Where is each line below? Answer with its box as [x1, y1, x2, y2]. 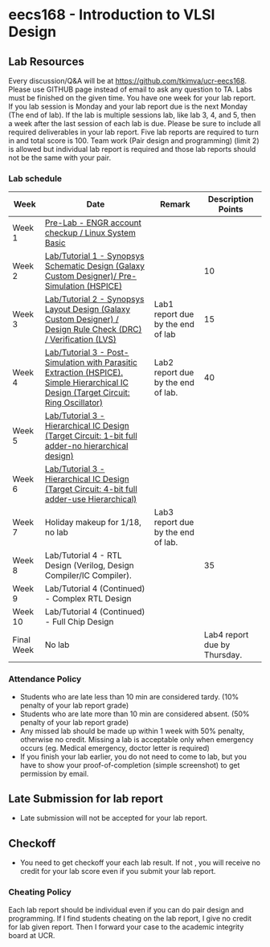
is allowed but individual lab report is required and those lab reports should [8, 145, 256, 154]
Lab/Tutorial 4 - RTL [44, 550, 122, 561]
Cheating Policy [8, 887, 72, 898]
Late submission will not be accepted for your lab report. [19, 814, 207, 823]
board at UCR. [8, 930, 55, 940]
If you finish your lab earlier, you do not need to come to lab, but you [19, 752, 247, 761]
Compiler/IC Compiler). [44, 570, 133, 581]
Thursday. [203, 650, 243, 661]
